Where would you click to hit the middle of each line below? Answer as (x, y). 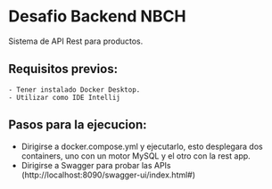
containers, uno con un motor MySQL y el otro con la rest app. (136, 156)
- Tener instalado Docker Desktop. (74, 90)
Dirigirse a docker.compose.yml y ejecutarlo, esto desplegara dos (142, 146)
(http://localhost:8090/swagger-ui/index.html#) (108, 175)
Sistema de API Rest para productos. (76, 41)
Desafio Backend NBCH (97, 16)
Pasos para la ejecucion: (78, 125)
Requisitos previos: (63, 69)
